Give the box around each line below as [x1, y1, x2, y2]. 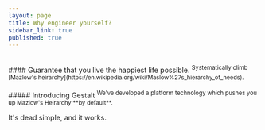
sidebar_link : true [8, 26, 73, 34]
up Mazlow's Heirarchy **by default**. [8, 98, 113, 107]
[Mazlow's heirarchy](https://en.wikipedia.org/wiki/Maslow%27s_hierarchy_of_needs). [8, 73, 244, 82]
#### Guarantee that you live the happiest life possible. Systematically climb [8, 64, 248, 75]
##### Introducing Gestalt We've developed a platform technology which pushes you [8, 89, 257, 100]
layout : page [8, 11, 52, 20]
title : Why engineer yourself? [8, 19, 112, 27]
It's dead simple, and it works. [8, 113, 107, 122]
